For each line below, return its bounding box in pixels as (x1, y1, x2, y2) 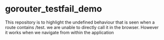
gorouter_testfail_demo (5, 3, 102, 14)
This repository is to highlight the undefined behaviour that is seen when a (5, 19, 155, 25)
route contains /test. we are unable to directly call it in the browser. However (5, 24, 159, 30)
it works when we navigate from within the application (5, 29, 114, 35)
